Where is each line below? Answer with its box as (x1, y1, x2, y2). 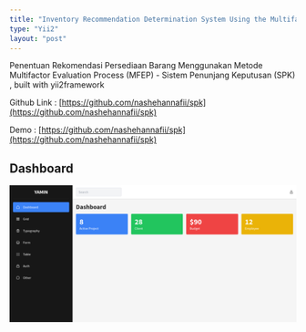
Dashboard (9, 161, 74, 176)
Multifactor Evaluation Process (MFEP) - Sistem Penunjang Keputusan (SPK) (9, 69, 296, 81)
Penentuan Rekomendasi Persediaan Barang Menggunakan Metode (9, 60, 263, 71)
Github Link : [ (9, 97, 62, 109)
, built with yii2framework (9, 79, 105, 90)
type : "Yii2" (9, 24, 59, 34)
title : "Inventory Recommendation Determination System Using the (9, 15, 267, 24)
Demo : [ (9, 124, 42, 136)
